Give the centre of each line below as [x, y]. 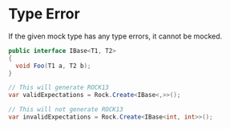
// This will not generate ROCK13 [66, 110]
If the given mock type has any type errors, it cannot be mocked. [115, 36]
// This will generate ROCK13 [59, 88]
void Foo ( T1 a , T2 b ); [53, 66]
